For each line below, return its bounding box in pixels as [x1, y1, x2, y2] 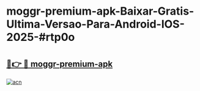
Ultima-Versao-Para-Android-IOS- [6, 17, 185, 31]
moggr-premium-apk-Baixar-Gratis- [6, 4, 194, 18]
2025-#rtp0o [6, 31, 75, 44]
